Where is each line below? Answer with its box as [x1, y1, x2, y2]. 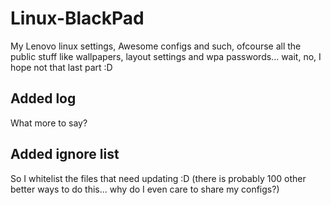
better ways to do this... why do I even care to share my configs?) [10, 183, 280, 195]
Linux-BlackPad [10, 7, 145, 30]
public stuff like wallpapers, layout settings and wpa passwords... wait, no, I [10, 50, 322, 62]
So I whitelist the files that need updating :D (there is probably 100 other [10, 172, 307, 184]
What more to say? [10, 117, 88, 129]
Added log [10, 90, 77, 107]
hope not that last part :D [10, 61, 113, 73]
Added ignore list [10, 146, 120, 163]
